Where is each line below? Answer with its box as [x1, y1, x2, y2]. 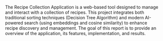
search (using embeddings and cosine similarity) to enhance [24, 20, 147, 26]
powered [5, 20, 23, 26]
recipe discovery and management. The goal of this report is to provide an [5, 25, 157, 31]
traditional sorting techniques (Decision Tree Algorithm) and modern [5, 15, 144, 20]
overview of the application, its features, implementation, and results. [5, 31, 146, 36]
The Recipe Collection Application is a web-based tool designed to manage [5, 4, 159, 10]
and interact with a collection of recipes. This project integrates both [5, 9, 144, 15]
